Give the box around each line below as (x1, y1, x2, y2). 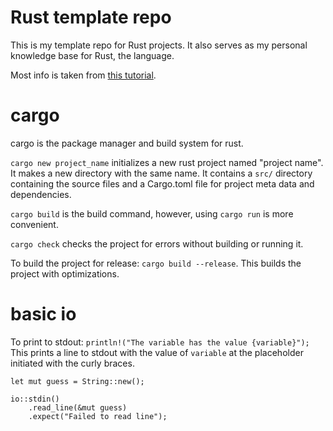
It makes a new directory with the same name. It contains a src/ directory (10, 167, 313, 179)
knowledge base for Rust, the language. (10, 49, 175, 61)
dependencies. (10, 188, 72, 200)
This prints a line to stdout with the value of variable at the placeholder (10, 346, 304, 358)
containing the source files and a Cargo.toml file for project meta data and (10, 177, 315, 190)
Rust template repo (10, 6, 172, 29)
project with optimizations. (10, 267, 120, 280)
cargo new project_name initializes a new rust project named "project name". (10, 156, 324, 168)
